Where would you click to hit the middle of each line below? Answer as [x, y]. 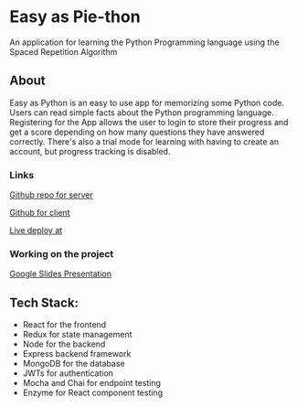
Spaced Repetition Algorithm [64, 51]
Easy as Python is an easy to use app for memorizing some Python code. [147, 102]
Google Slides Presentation [61, 274]
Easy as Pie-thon [75, 17]
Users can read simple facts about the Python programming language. [142, 112]
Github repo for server [52, 195]
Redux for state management [77, 335]
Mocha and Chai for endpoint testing [92, 383]
